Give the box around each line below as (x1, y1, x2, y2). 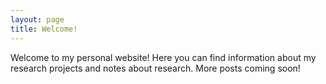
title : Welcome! (10, 24, 78, 34)
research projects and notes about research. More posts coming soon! (10, 62, 301, 74)
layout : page (10, 14, 65, 25)
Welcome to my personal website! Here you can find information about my (10, 51, 317, 63)
